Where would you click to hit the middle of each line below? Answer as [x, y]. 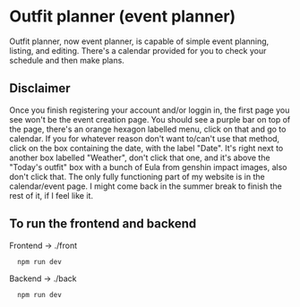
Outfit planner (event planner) [123, 17]
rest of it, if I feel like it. [51, 195]
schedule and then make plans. [67, 60]
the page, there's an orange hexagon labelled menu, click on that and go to [148, 129]
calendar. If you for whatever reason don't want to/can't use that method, [145, 138]
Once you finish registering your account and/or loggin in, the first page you [150, 110]
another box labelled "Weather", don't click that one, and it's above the [140, 158]
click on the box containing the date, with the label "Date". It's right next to [146, 148]
